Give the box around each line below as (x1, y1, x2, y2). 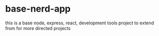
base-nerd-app (5, 3, 71, 15)
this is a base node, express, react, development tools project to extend (5, 20, 154, 26)
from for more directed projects (5, 25, 71, 31)
